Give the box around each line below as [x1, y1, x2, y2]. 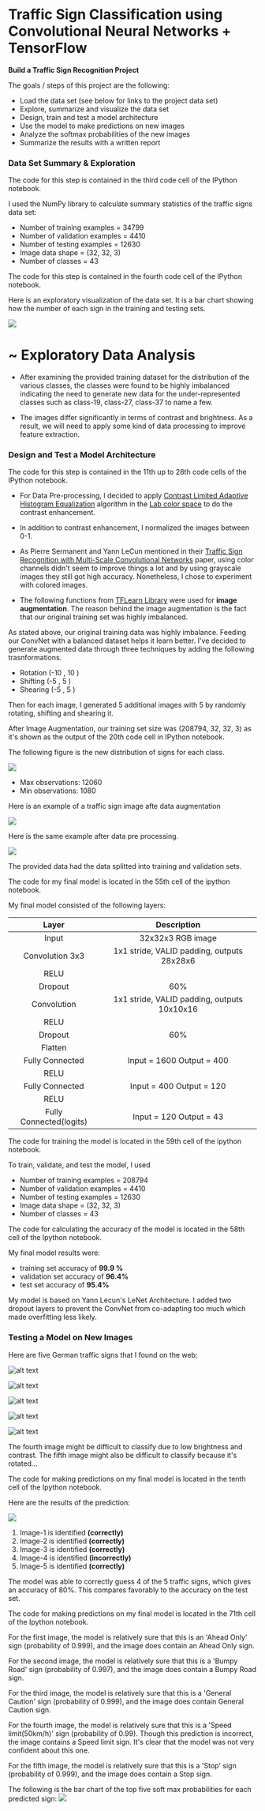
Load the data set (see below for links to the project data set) [19, 96, 218, 105]
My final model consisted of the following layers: [8, 900, 166, 910]
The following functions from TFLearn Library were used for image [19, 596, 237, 605]
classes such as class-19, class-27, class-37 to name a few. [19, 397, 213, 408]
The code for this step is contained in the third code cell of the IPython [8, 175, 238, 185]
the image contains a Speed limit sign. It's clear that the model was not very [8, 1737, 255, 1746]
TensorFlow [8, 39, 88, 57]
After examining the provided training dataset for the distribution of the [19, 373, 250, 382]
